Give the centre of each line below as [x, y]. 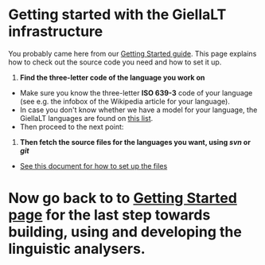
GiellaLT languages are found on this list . [86, 118]
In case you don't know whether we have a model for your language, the [138, 110]
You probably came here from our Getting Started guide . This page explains [132, 53]
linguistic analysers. [77, 249]
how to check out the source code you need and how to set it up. [115, 62]
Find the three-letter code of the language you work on [112, 77]
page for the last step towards [109, 215]
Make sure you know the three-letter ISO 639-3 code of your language [136, 92]
